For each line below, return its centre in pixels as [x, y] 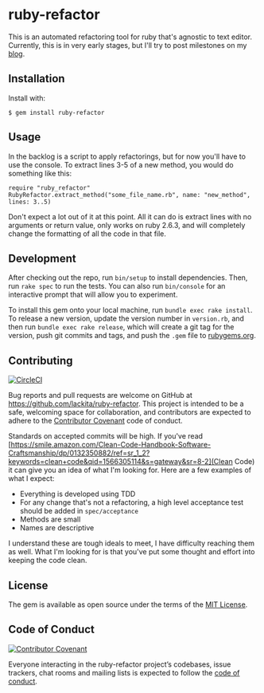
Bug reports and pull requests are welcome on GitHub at [101, 396]
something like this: [40, 173]
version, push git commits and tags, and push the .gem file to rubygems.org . [132, 336]
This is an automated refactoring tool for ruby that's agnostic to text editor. [130, 37]
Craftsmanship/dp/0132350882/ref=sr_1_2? [79, 453]
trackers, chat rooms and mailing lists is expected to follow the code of [124, 672]
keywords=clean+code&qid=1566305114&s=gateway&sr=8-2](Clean [120, 462]
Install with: [27, 98]
